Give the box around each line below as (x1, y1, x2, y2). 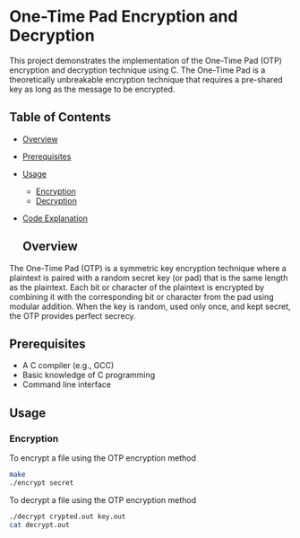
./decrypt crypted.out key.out (9, 512, 126, 521)
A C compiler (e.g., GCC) (21, 360, 115, 371)
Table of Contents (9, 110, 112, 125)
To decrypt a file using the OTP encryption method (9, 494, 197, 505)
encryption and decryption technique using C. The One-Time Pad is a (9, 65, 266, 75)
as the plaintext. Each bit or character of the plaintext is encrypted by (9, 281, 265, 293)
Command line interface (21, 379, 112, 390)
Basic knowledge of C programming (21, 370, 156, 381)
